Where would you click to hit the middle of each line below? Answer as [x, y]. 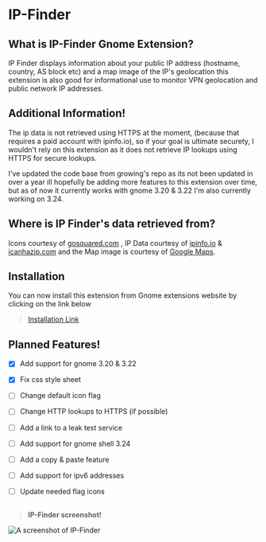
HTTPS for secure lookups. [52, 158]
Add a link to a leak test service [71, 427]
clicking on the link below [50, 304]
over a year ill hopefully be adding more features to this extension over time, [133, 181]
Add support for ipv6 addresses [72, 475]
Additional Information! [67, 113]
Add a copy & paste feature [64, 459]
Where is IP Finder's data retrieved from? [112, 224]
